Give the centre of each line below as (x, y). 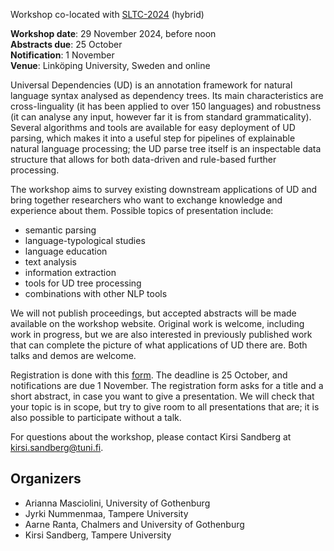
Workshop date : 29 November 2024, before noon (113, 33)
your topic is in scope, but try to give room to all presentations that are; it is (165, 407)
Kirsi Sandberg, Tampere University (98, 535)
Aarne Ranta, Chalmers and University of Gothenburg (134, 524)
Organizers (46, 479)
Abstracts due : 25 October (66, 44)
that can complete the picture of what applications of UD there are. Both (159, 345)
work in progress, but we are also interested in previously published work (161, 334)
